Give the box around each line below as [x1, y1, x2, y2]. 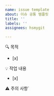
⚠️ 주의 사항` [5, 86, 29, 92]
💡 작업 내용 [5, 65, 27, 71]
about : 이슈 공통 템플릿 [5, 12, 49, 17]
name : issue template [5, 7, 50, 12]
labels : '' [5, 21, 27, 26]
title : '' [5, 16, 26, 21]
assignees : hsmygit [5, 26, 45, 31]
